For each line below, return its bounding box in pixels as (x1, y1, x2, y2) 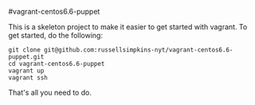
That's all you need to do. (8, 87, 92, 97)
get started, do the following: (8, 31, 104, 40)
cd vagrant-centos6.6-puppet (8, 60, 105, 68)
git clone (8, 46, 41, 54)
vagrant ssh (8, 74, 48, 82)
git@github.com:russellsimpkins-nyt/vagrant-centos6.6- (43, 46, 233, 54)
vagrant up (8, 67, 45, 75)
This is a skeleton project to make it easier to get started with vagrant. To (8, 22, 248, 31)
